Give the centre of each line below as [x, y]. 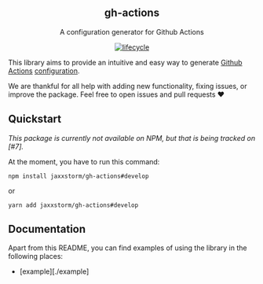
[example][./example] [54, 271]
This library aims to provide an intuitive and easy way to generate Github [125, 62]
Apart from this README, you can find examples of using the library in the [128, 248]
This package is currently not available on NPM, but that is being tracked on [132, 138]
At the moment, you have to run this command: [84, 161]
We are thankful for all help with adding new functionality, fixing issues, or [128, 86]
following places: [36, 256]
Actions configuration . [44, 71]
